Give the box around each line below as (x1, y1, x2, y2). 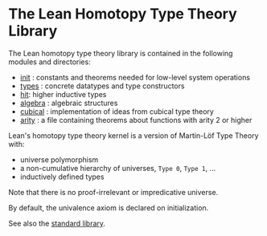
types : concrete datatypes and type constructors (19, 81, 185, 91)
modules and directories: (8, 57, 91, 67)
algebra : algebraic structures (19, 98, 118, 108)
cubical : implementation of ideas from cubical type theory (19, 106, 215, 116)
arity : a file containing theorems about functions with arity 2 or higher (19, 115, 253, 124)
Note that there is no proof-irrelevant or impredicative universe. (8, 187, 219, 197)
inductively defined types (19, 172, 105, 181)
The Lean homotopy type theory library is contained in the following (8, 48, 233, 58)
